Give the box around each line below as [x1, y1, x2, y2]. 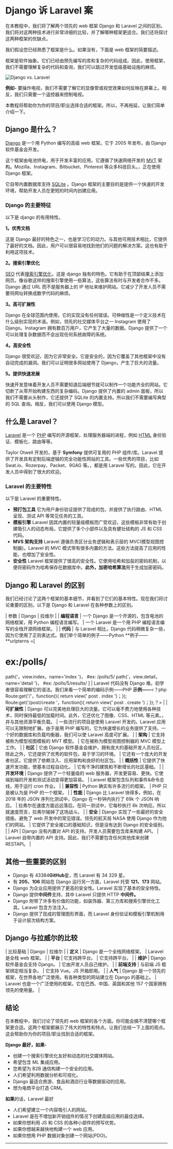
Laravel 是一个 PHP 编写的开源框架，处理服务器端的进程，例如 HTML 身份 [5, 432, 162, 438]
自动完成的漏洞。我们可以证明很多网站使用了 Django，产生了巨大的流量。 [5, 360, 162, 366]
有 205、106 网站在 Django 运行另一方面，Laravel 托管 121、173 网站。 [12, 878, 165, 884]
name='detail [5, 680, 33, 686]
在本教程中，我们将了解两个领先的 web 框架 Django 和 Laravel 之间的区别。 [5, 23, 166, 29]
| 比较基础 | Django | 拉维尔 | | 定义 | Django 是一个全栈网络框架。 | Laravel [5, 948, 164, 954]
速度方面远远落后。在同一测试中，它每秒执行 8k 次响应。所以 [36, 802, 166, 808]
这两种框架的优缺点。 [5, 36, 50, 42]
